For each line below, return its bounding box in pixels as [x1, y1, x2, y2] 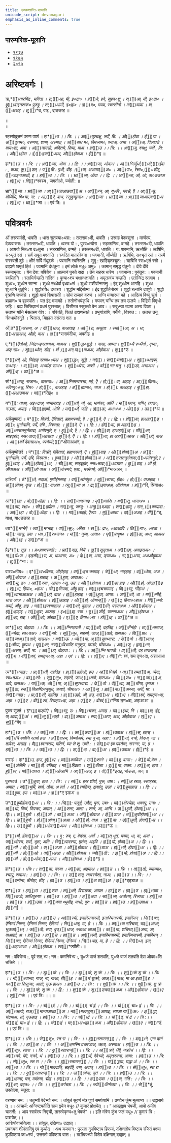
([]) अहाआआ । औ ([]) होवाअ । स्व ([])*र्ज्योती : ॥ [5, 944, 86, 950]
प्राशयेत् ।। [5, 1115, 24, 1121]
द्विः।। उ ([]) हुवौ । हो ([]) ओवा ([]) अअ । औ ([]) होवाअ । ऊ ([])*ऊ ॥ [5, 823, 118, 829]
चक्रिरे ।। [5, 959, 22, 966]
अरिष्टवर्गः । [5, 79, 44, 91]
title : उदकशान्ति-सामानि [5, 7, 47, 13]
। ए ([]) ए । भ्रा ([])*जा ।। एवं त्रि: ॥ [5, 199, 65, 206]
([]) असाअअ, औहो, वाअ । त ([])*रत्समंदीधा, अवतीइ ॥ [5, 331, 94, 337]
